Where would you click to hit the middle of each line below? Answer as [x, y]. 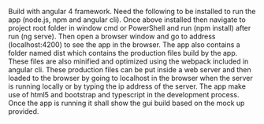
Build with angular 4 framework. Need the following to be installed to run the [132, 11]
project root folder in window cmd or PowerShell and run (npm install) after [130, 28]
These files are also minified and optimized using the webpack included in [128, 61]
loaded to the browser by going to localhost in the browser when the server [131, 78]
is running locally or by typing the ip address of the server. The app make [127, 86]
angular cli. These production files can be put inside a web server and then [130, 69]
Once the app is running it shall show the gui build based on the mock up [126, 103]
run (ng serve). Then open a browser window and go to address [112, 36]
